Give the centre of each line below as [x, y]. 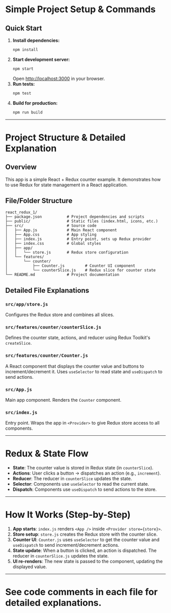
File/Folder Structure [39, 200]
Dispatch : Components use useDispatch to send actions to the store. [84, 489]
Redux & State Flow [47, 454]
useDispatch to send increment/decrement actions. [66, 545]
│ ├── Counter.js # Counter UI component [70, 266]
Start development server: [41, 59]
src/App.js [19, 389]
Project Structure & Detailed [65, 137]
